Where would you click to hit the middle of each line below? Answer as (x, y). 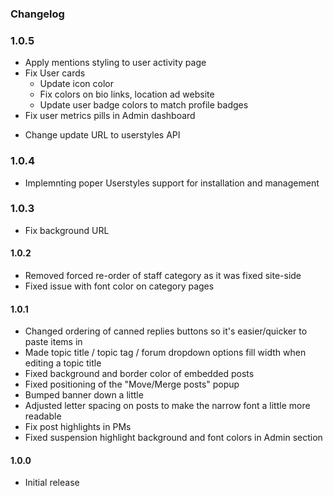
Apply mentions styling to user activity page (115, 63)
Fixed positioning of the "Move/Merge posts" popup (132, 384)
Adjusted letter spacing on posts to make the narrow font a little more (167, 406)
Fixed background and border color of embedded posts (139, 374)
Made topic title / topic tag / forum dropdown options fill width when (165, 353)
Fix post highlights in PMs (78, 427)
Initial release (52, 483)
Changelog (37, 14)
